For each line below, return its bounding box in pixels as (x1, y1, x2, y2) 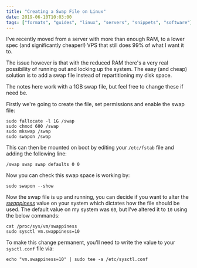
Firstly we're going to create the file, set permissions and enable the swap (6, 101, 185, 108)
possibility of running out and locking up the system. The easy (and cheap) (6, 66, 188, 73)
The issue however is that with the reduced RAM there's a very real (6, 59, 168, 66)
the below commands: (6, 212, 60, 219)
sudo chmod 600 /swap (6, 124, 59, 130)
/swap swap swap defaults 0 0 (6, 162, 80, 168)
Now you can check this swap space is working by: (6, 172, 130, 179)
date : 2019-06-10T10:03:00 (6, 14, 72, 20)
